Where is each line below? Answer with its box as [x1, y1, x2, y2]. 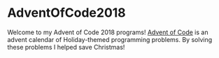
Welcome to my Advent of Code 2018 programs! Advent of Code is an [7, 28, 209, 36]
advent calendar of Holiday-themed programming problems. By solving [7, 35, 213, 43]
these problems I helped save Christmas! [7, 43, 125, 51]
